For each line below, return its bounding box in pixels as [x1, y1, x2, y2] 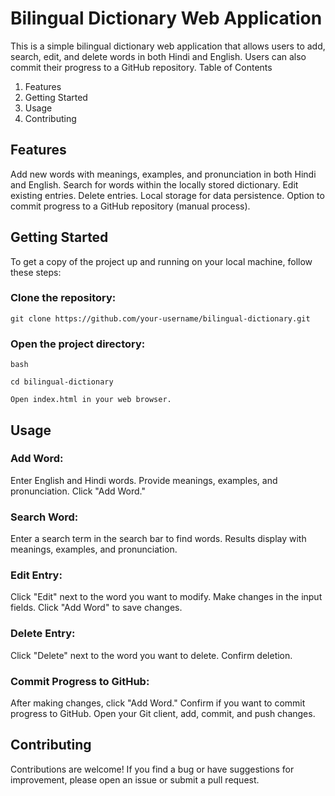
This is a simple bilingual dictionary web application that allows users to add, [10, 40, 326, 52]
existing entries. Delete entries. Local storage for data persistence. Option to [10, 189, 325, 201]
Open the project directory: [10, 337, 146, 351]
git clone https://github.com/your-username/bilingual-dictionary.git [10, 313, 311, 324]
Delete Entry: [10, 627, 76, 641]
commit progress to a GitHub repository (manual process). [10, 200, 251, 212]
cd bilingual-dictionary [10, 377, 114, 387]
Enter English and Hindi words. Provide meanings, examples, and [10, 474, 278, 486]
